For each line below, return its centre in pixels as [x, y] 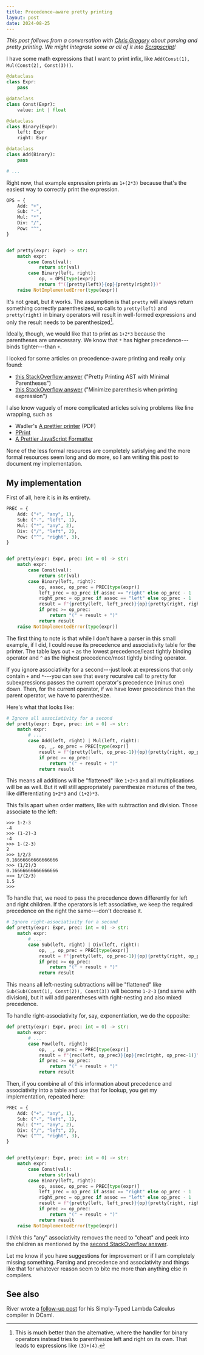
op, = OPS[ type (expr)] [67, 279]
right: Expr [32, 138]
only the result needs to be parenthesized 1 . [60, 322]
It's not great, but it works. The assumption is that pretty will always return [100, 302]
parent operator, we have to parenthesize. [59, 695]
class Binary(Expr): [32, 126]
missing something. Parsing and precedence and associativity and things [98, 1262]
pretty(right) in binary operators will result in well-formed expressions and [101, 314]
